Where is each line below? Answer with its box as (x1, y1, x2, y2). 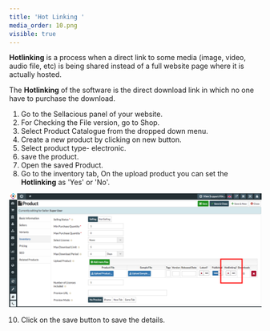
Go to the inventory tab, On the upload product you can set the (20, 169, 228, 179)
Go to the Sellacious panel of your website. (20, 109, 163, 119)
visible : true (9, 30, 57, 38)
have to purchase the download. (9, 94, 115, 103)
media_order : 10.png (9, 21, 79, 30)
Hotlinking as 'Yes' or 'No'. (20, 177, 111, 188)
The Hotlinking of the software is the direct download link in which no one (9, 85, 255, 95)
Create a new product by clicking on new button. (20, 135, 183, 144)
